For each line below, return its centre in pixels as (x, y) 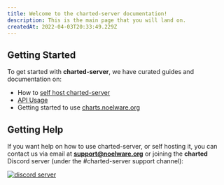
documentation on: (34, 79)
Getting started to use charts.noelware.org (79, 108)
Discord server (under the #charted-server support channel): (96, 161)
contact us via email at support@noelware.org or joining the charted (107, 154)
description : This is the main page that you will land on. (97, 20)
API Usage (33, 100)
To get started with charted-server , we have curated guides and (101, 72)
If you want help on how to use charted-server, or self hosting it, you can (112, 146)
